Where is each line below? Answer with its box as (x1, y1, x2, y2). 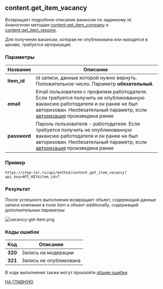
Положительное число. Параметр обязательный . (35, 80, 154, 87)
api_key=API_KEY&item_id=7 (5, 175, 60, 179)
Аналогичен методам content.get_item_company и (5, 22, 109, 28)
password (7, 133, 31, 140)
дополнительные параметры (5, 207, 65, 213)
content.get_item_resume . (5, 27, 57, 33)
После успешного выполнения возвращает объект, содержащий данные (5, 196, 156, 203)
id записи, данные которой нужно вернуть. (35, 75, 137, 81)
